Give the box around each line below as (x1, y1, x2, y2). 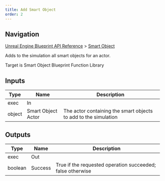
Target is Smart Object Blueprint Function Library (5, 62, 104, 68)
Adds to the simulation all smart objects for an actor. (5, 53, 110, 59)
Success (31, 164, 52, 171)
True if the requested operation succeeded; (55, 161, 156, 168)
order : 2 (5, 12, 23, 17)
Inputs (5, 76, 26, 85)
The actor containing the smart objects (63, 108, 153, 114)
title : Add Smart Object (5, 7, 56, 12)
